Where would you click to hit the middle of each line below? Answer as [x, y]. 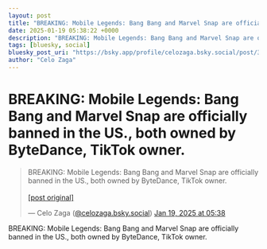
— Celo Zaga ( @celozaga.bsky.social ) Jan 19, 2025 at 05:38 [126, 212]
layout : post [30, 16]
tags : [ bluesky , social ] [49, 45]
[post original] [50, 197]
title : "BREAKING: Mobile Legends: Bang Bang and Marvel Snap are [120, 23]
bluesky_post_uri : [39, 53]
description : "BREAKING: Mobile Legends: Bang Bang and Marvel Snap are [131, 38]
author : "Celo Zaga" [43, 60]
